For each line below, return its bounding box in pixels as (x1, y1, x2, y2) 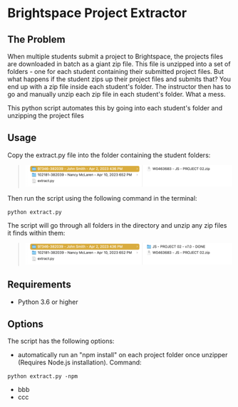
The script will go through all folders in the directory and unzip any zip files (7, 221, 227, 229)
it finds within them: (7, 228, 66, 237)
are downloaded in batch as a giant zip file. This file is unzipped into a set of (7, 60, 231, 68)
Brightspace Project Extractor (7, 5, 187, 21)
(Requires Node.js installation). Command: (17, 358, 142, 367)
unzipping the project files (7, 112, 84, 120)
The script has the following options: (7, 337, 115, 346)
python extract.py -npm (7, 373, 78, 380)
